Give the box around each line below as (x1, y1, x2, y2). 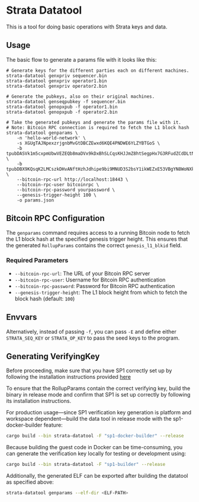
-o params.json (17, 197, 54, 203)
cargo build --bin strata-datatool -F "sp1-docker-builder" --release (6, 433, 184, 439)
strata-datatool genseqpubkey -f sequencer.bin (6, 98, 126, 104)
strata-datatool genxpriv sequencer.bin (6, 72, 108, 79)
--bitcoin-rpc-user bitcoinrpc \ (17, 181, 99, 187)
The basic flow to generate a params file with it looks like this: (6, 56, 157, 63)
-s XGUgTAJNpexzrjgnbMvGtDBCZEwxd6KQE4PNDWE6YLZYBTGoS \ (17, 140, 161, 146)
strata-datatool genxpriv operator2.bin (6, 83, 108, 89)
